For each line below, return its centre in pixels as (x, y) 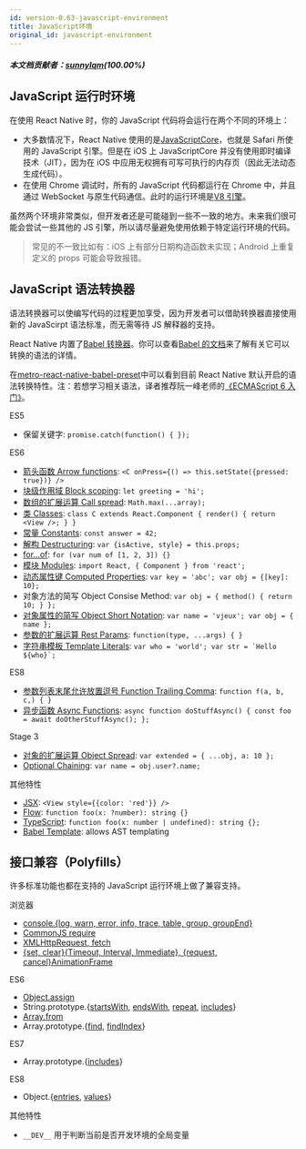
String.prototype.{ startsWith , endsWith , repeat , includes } (129, 1007)
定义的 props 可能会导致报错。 (89, 258)
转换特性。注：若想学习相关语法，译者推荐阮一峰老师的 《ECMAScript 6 (151, 386)
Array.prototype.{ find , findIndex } (84, 1026)
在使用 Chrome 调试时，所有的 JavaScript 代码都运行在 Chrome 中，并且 (159, 185)
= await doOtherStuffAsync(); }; (86, 719)
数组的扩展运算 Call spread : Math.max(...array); (114, 502)
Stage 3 (24, 736)
